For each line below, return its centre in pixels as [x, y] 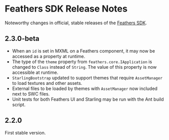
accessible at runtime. [35, 72]
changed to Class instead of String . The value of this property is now [85, 67]
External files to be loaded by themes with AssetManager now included [85, 88]
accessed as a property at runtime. [49, 56]
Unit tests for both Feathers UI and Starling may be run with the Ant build [88, 99]
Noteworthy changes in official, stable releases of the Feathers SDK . [76, 23]
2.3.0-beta [22, 39]
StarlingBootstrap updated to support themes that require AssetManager [87, 78]
